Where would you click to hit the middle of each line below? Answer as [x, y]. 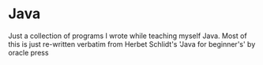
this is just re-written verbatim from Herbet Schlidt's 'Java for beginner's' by [132, 44]
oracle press [28, 52]
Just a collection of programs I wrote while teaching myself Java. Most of [128, 36]
